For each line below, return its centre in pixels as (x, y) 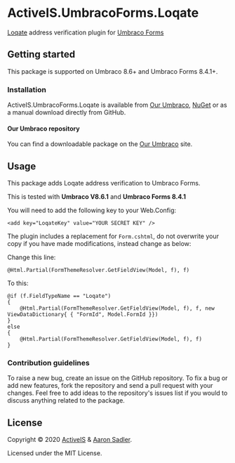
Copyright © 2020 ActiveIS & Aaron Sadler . (70, 440)
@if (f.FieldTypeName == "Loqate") (59, 296)
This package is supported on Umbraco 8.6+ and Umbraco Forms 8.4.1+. (113, 71)
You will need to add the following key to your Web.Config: (92, 210)
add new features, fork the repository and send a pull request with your (110, 386)
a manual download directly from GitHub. (67, 112)
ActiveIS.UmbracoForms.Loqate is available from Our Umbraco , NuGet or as (117, 105)
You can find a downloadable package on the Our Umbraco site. (100, 144)
